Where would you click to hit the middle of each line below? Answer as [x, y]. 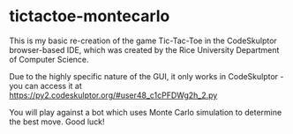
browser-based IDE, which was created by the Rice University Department [144, 49]
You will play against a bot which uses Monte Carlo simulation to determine [146, 112]
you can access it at [45, 86]
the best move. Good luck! [57, 122]
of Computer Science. [49, 59]
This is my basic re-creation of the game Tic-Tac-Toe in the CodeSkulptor [143, 41]
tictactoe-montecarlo [90, 16]
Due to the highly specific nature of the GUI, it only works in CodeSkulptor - [146, 76]
